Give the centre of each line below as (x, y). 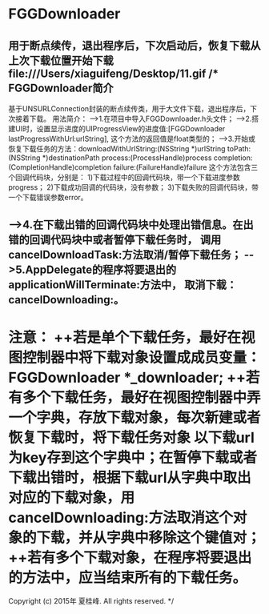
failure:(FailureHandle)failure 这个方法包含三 (186, 167)
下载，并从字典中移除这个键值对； (149, 538)
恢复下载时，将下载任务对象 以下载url (131, 437)
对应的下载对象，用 (72, 498)
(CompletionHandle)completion (60, 167)
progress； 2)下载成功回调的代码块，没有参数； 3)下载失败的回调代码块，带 (133, 187)
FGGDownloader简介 (61, 88)
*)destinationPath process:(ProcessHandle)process (127, 158)
